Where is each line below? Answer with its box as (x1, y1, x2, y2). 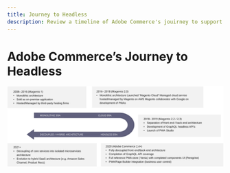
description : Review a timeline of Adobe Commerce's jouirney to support (7, 18, 223, 25)
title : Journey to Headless (7, 11, 88, 18)
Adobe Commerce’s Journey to (7, 49, 188, 65)
